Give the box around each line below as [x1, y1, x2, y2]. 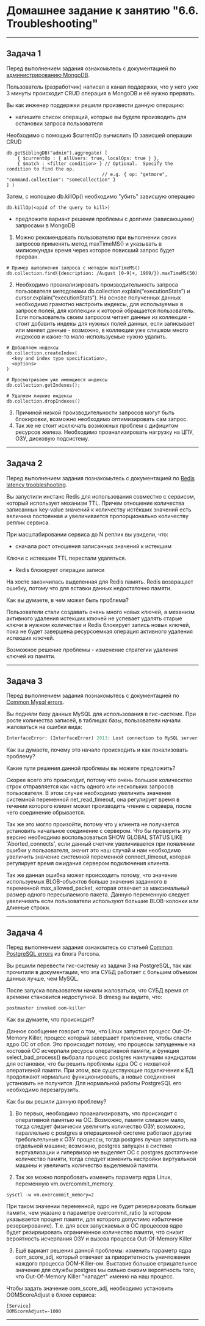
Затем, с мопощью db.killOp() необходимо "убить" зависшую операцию [6, 192, 195, 200]
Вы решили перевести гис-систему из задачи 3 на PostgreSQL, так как [6, 962, 192, 969]
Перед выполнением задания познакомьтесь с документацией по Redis [6, 474, 195, 482]
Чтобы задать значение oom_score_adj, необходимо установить [6, 1284, 174, 1292]
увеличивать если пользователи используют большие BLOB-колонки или [6, 898, 199, 905]
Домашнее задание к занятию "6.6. [6, 4, 198, 18]
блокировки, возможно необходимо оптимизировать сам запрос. [15, 415, 188, 422]
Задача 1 [6, 48, 41, 59]
